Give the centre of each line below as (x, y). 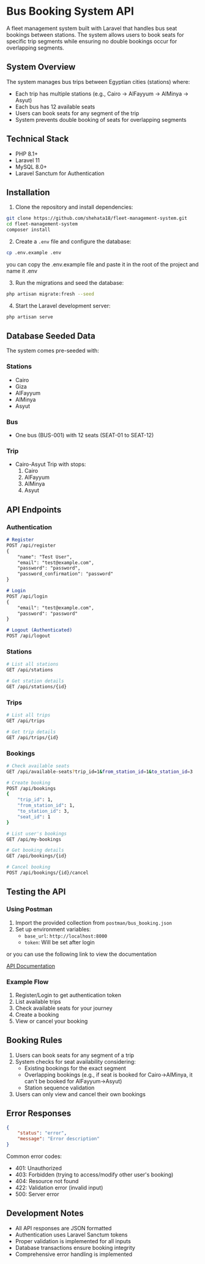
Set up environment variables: (53, 929)
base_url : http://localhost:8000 (66, 936)
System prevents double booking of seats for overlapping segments (101, 119)
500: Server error (37, 1194)
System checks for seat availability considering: (75, 1061)
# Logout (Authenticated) (39, 630)
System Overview (41, 67)
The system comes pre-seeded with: (53, 351)
